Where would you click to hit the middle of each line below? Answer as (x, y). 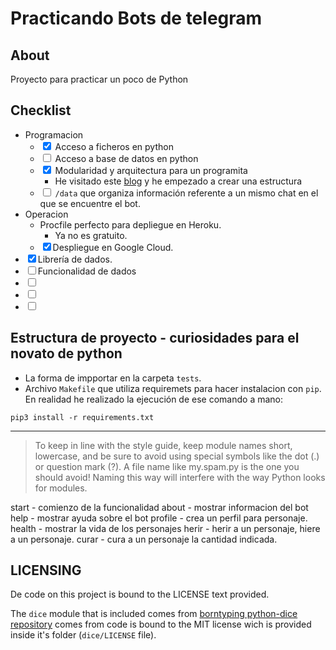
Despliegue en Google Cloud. (113, 247)
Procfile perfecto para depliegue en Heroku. (130, 224)
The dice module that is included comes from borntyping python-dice (154, 614)
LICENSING (46, 570)
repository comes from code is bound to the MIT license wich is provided (161, 624)
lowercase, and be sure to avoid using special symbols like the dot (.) (177, 456)
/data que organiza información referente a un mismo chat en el (186, 193)
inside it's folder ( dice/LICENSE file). (83, 635)
